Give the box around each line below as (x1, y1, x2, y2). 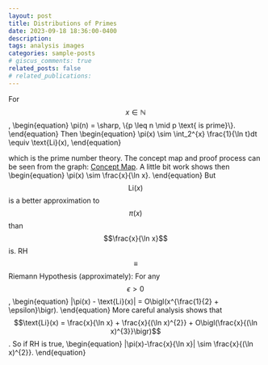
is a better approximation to (8, 195, 100, 205)
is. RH (8, 245, 28, 255)
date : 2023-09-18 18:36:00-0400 (8, 27, 117, 35)
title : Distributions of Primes (8, 19, 117, 27)
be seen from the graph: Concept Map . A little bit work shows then (8, 162, 230, 171)
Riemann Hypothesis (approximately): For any (8, 271, 161, 281)
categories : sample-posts (8, 49, 95, 57)
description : (8, 34, 52, 43)
